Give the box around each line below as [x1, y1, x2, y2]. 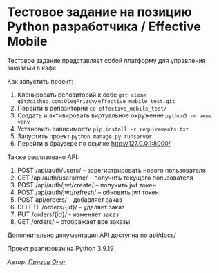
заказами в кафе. [7, 64, 59, 72]
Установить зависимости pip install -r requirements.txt [17, 124, 189, 133]
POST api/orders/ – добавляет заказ [17, 195, 122, 204]
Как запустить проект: [7, 77, 74, 85]
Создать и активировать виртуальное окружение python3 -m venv [17, 111, 212, 120]
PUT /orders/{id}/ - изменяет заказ [17, 210, 120, 218]
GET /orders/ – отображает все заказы [17, 217, 131, 225]
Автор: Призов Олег [7, 257, 67, 266]
